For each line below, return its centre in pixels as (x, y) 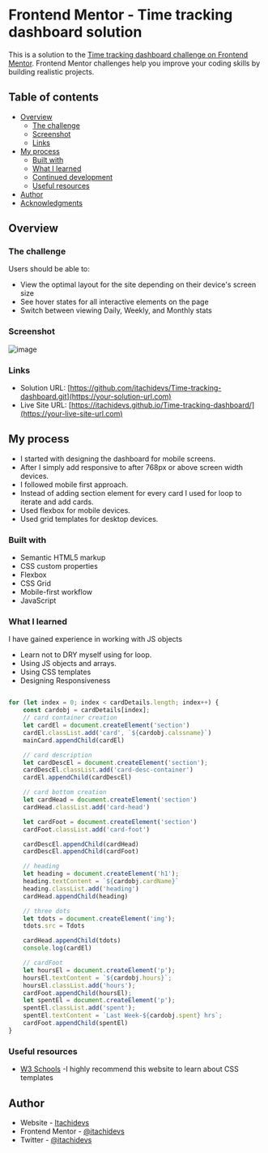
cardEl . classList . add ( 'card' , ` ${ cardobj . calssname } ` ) (117, 732)
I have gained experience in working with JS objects (96, 639)
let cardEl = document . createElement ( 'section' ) (106, 726)
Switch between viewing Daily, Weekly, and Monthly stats (116, 310)
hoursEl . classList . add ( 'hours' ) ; (79, 985)
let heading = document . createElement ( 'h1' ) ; (101, 874)
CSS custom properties (59, 566)
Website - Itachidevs (55, 1122)
